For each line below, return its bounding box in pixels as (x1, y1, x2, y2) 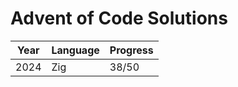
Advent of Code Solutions (10, 7, 228, 30)
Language (51, 43, 100, 57)
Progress (109, 43, 154, 57)
